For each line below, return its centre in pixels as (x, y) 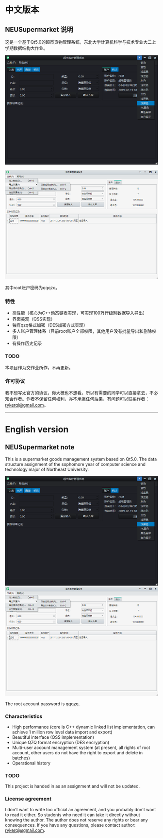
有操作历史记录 (27, 343)
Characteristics (24, 716)
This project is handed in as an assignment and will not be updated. (73, 786)
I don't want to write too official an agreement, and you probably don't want (81, 809)
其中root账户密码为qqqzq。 (33, 287)
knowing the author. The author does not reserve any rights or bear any (76, 820)
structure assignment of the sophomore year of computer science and (75, 464)
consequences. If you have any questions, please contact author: (70, 825)
